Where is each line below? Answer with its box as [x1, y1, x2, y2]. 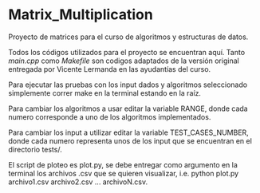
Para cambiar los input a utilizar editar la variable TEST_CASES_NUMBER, [8, 128, 249, 137]
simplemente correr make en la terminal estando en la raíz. [8, 88, 202, 97]
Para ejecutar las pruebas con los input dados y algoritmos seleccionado [8, 80, 248, 89]
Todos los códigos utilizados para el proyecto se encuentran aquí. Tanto [8, 47, 246, 57]
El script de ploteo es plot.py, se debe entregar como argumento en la [8, 160, 238, 169]
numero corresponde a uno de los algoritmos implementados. [8, 112, 211, 121]
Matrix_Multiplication [8, 6, 153, 24]
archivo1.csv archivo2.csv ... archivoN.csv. [8, 177, 148, 187]
